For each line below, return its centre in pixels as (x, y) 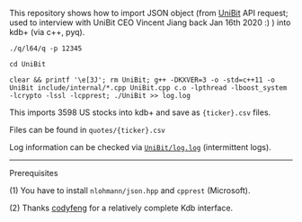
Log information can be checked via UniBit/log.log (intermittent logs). (140, 147)
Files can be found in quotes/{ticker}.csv (88, 130)
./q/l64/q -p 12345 (46, 49)
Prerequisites (34, 173)
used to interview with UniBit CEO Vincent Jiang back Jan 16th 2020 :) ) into (150, 22)
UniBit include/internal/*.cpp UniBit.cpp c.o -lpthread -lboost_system (148, 88)
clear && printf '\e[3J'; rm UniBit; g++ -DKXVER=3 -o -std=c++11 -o (142, 80)
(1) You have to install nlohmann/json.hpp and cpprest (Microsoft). (130, 191)
